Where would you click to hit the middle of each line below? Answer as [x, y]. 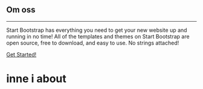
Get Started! [21, 54]
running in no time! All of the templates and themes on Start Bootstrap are [98, 36]
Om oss [21, 10]
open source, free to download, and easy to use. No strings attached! [93, 43]
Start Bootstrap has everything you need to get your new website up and [97, 30]
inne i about [36, 79]
